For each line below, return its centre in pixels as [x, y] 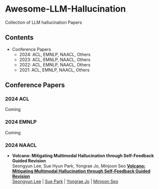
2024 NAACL [21, 145]
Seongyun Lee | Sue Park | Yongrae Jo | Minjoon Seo [65, 181]
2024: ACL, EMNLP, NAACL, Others [55, 54]
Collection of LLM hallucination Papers [44, 22]
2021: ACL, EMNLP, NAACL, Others [54, 70]
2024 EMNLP [21, 122]
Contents [19, 38]
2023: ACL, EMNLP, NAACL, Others [55, 60]
